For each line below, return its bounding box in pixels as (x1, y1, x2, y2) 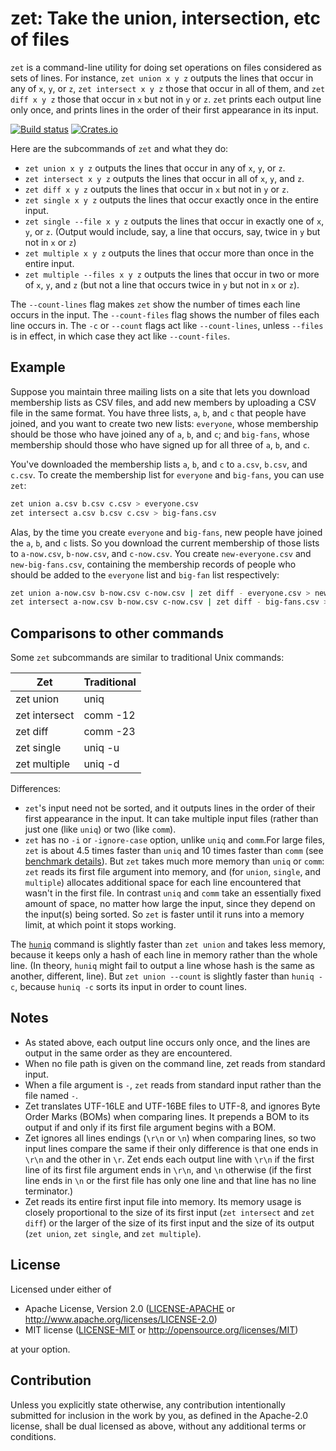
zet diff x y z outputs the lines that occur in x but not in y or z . (24, 183, 290, 195)
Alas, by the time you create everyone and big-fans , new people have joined (10, 526, 323, 538)
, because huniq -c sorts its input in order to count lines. (14, 981, 247, 993)
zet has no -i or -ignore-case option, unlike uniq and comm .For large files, (24, 834, 326, 846)
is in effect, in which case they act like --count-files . (10, 330, 231, 342)
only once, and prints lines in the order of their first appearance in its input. (10, 103, 319, 116)
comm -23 (83, 725, 136, 739)
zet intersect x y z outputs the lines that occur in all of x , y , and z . (24, 172, 305, 184)
